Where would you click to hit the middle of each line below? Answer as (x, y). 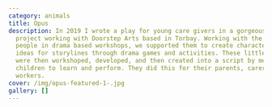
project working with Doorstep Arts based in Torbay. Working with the (139, 38)
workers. (30, 76)
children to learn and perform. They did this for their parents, (130, 68)
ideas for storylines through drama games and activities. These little (141, 53)
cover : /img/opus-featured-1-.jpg (67, 83)
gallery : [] (28, 91)
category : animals (39, 16)
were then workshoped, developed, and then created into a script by (135, 61)
